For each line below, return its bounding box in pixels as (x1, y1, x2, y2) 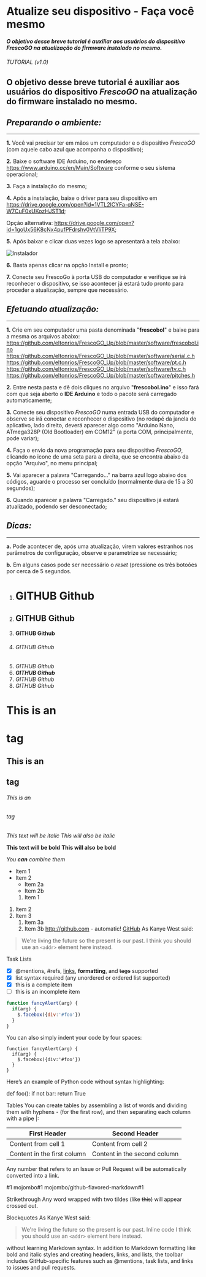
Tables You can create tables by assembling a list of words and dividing (6, 1102, 187, 1109)
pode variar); (6, 434, 39, 442)
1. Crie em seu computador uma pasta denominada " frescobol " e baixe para (6, 326, 200, 334)
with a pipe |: (6, 1115, 39, 1123)
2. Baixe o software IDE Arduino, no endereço (6, 158, 122, 165)
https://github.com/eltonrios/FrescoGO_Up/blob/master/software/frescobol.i (6, 339, 199, 346)
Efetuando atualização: (6, 304, 99, 314)
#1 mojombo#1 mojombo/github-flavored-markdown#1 (6, 1184, 144, 1191)
